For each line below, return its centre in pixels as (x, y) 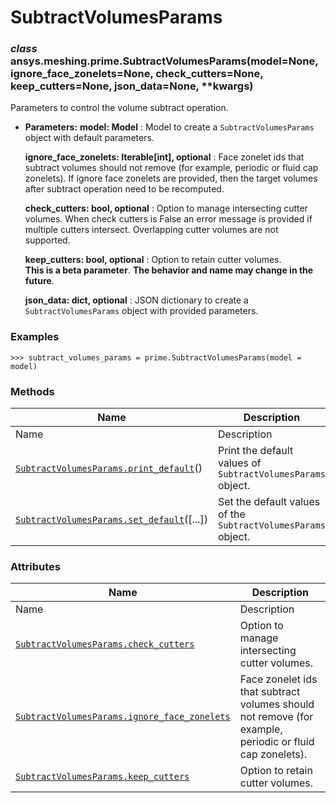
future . (39, 281)
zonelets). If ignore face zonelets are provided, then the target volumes (171, 178)
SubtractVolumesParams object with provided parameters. (141, 311)
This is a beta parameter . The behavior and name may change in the (169, 270)
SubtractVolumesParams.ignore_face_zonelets (123, 717)
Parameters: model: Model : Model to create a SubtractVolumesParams (169, 127)
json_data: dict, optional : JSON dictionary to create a (136, 300)
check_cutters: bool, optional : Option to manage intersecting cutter (166, 208)
